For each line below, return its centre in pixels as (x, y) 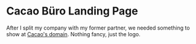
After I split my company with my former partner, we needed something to (98, 28)
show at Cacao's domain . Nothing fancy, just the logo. (73, 34)
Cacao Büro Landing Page (72, 11)
